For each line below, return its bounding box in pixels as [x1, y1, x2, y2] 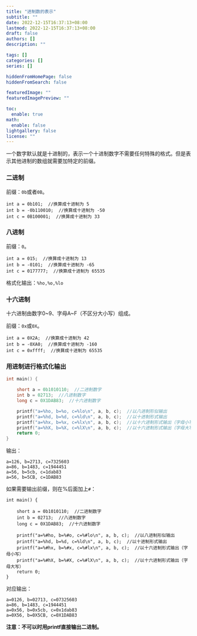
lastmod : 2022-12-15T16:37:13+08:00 [6, 25, 96, 31]
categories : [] [6, 57, 43, 64]
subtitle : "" [6, 14, 38, 20]
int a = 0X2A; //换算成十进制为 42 [6, 335, 90, 342]
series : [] [6, 63, 33, 69]
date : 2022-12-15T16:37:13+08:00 [6, 19, 88, 25]
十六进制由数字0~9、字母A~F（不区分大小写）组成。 [6, 310, 134, 317]
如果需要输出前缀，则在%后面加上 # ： [6, 485, 96, 492]
